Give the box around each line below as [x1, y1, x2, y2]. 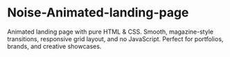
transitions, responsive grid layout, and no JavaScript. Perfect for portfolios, [7, 34, 224, 43]
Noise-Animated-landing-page [7, 5, 189, 21]
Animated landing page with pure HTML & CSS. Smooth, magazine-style [7, 27, 213, 36]
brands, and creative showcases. [7, 42, 102, 50]
